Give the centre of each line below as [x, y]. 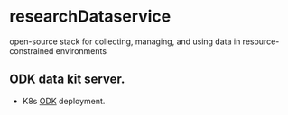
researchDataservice [90, 17]
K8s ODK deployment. [64, 101]
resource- [261, 41]
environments [81, 50]
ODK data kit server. [67, 80]
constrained [32, 50]
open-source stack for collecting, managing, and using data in [125, 41]
